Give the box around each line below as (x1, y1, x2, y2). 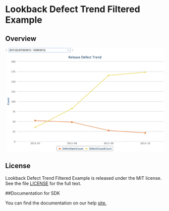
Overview (5, 34, 37, 43)
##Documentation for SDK (5, 190, 61, 196)
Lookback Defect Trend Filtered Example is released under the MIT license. (5, 175, 162, 181)
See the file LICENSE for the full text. (5, 180, 82, 186)
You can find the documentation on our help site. (5, 200, 107, 206)
